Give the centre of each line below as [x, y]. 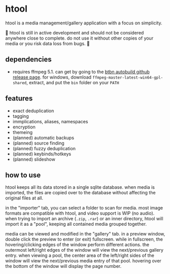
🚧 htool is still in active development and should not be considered [75, 32]
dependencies [28, 60]
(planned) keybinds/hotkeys [42, 154]
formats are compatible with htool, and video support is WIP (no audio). [80, 213]
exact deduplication [33, 111]
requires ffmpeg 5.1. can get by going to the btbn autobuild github [81, 72]
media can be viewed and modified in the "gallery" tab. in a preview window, [85, 234]
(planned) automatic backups [43, 138]
